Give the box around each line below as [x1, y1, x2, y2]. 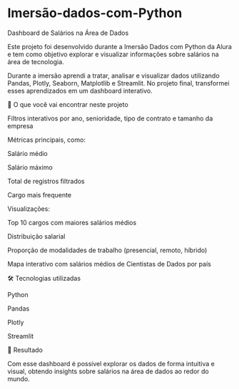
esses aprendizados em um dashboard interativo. [7, 86, 153, 95]
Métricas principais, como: [7, 135, 86, 144]
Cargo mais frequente [7, 190, 72, 199]
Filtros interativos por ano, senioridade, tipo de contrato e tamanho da [7, 114, 213, 123]
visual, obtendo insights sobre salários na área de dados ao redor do [7, 367, 209, 375]
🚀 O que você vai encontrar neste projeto [7, 100, 128, 108]
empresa [7, 121, 34, 130]
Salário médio [7, 149, 49, 157]
